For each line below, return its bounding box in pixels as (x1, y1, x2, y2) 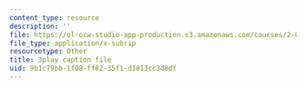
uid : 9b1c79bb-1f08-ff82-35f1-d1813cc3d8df (9, 64, 178, 73)
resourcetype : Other (9, 47, 88, 56)
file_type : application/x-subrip (9, 38, 137, 48)
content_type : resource (9, 13, 100, 23)
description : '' (9, 22, 71, 31)
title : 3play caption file (9, 55, 112, 64)
